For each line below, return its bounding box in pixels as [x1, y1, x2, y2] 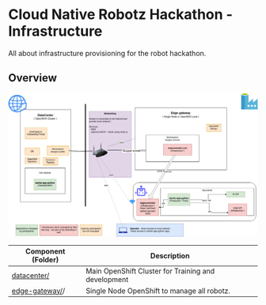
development [85, 275, 129, 284]
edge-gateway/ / [11, 286, 66, 296]
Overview [8, 71, 58, 85]
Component [25, 247, 66, 256]
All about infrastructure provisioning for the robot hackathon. [8, 48, 207, 58]
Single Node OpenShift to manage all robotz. [85, 286, 231, 296]
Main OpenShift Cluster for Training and [85, 266, 215, 276]
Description [150, 250, 190, 260]
